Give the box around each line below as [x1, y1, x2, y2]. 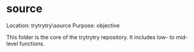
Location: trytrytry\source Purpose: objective [6, 22, 120, 29]
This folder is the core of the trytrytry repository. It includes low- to [6, 33, 175, 41]
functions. [19, 40, 45, 47]
